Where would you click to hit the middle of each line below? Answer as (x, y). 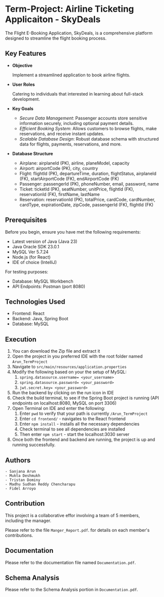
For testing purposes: (27, 272)
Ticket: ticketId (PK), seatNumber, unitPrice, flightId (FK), (77, 189)
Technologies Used (35, 301)
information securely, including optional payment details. (77, 123)
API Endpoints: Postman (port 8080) (49, 286)
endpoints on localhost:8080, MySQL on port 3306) (64, 403)
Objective (22, 65)
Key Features (26, 54)
